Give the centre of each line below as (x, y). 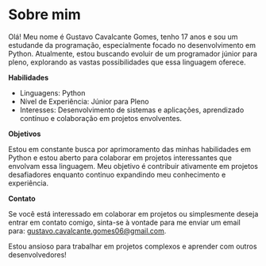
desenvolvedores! (38, 254)
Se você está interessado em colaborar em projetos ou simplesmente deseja (133, 213)
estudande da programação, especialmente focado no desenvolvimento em (132, 45)
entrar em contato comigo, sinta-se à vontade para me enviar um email (124, 222)
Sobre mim (44, 15)
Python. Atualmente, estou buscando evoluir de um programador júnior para (133, 53)
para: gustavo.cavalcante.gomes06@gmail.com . (87, 231)
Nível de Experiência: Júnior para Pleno (84, 101)
